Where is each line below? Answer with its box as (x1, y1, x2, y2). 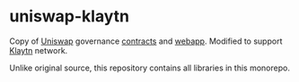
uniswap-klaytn (9, 6, 130, 27)
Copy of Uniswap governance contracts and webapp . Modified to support (9, 36, 283, 46)
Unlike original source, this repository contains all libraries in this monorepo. (9, 62, 290, 73)
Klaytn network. (9, 45, 68, 55)
